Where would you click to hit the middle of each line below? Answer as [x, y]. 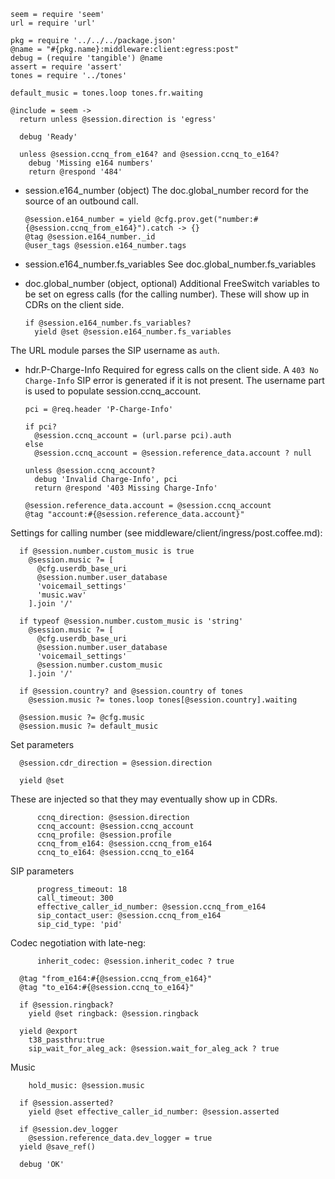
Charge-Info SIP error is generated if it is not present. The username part [174, 380]
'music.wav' [61, 595]
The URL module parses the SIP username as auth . [115, 350]
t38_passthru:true [66, 1040]
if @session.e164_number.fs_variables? [108, 323]
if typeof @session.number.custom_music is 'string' [131, 621]
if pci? [40, 427]
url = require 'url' [53, 23]
